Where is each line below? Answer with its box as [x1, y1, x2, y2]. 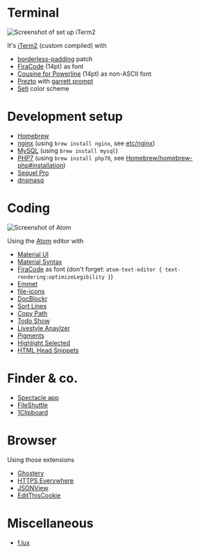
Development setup [7, 109, 124, 124]
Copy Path [17, 309, 48, 317]
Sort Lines [17, 302, 47, 310]
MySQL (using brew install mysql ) [17, 146, 118, 154]
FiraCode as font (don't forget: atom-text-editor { [17, 265, 162, 273]
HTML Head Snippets [17, 346, 79, 354]
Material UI [17, 250, 49, 258]
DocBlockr [17, 294, 48, 303]
